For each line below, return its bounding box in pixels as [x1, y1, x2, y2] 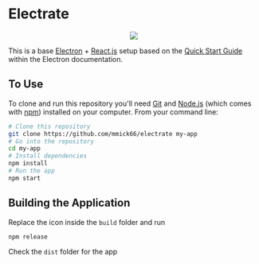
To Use [8, 77, 44, 91]
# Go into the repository [8, 137, 94, 146]
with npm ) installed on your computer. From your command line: [8, 107, 219, 116]
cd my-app [8, 145, 41, 153]
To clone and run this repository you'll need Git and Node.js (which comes [8, 99, 252, 108]
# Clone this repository [8, 122, 91, 130]
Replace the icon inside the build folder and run [8, 217, 166, 227]
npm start [8, 174, 41, 182]
